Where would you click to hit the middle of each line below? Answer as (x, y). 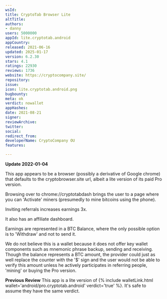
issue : (12, 84)
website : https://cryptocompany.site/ (46, 75)
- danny (13, 29)
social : (13, 131)
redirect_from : (21, 136)
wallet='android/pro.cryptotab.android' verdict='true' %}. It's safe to (76, 285)
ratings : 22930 (21, 66)
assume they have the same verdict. (43, 291)
